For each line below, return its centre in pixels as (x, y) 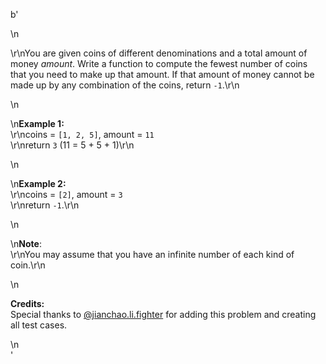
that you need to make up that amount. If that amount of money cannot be (162, 74)
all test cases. (39, 325)
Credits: (27, 303)
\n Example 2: (38, 183)
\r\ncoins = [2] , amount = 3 (66, 194)
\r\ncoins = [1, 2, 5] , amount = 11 (82, 134)
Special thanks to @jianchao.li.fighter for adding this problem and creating (163, 314)
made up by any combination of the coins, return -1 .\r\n (125, 85)
